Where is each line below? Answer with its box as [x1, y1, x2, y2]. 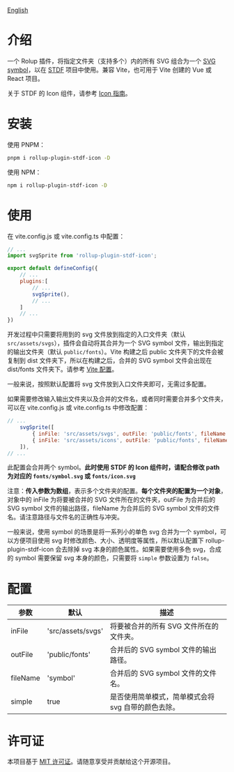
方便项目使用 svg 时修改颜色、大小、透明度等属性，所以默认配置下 [13, 536, 204, 545]
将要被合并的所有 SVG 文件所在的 [109, 621, 219, 631]
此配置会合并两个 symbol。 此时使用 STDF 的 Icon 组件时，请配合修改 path [7, 463, 220, 471]
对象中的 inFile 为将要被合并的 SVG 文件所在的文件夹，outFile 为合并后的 [7, 495, 216, 504]
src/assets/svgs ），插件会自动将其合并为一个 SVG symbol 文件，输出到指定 [7, 339, 224, 347]
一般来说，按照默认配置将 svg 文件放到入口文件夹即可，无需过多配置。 [7, 380, 210, 388]
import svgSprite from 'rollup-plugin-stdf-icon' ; [7, 252, 157, 259]
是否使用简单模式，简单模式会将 [109, 692, 214, 702]
